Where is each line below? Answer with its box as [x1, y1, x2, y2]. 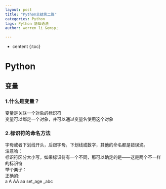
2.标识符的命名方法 [5, 130, 51, 137]
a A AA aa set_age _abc [5, 179, 53, 185]
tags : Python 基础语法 [5, 21, 49, 26]
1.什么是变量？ [5, 97, 40, 104]
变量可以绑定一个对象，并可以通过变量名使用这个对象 [5, 116, 114, 122]
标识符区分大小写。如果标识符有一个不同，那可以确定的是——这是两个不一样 [5, 154, 161, 160]
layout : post [5, 7, 32, 12]
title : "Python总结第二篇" [5, 12, 57, 17]
